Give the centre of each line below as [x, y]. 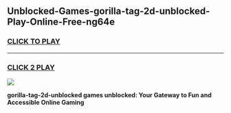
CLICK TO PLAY [34, 42]
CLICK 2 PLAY [31, 67]
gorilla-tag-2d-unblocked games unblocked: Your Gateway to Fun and [109, 95]
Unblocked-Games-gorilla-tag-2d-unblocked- [109, 11]
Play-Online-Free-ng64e [61, 22]
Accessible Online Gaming [46, 102]
